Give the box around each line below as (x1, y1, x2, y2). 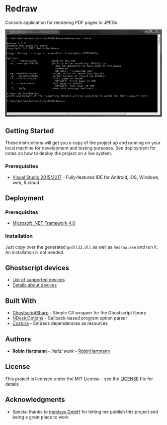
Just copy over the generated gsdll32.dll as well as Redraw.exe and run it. (5, 244, 158, 250)
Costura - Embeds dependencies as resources (12, 320, 108, 326)
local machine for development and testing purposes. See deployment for (5, 145, 156, 151)
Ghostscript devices (5, 264, 70, 272)
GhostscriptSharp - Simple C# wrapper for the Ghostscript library (12, 310, 147, 316)
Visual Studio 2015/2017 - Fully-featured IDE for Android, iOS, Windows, (12, 174, 160, 180)
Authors (5, 335, 31, 343)
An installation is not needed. (5, 249, 65, 255)
